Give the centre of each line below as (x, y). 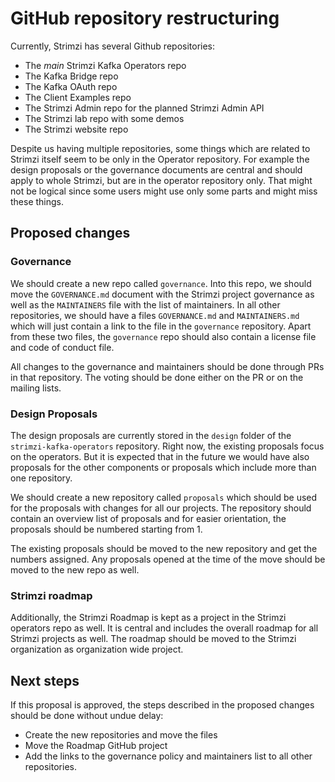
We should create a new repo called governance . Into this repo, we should (161, 283)
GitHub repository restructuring (145, 18)
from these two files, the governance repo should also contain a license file (163, 336)
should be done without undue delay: (87, 716)
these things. (37, 201)
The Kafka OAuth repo (71, 86)
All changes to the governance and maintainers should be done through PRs (167, 366)
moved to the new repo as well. (75, 569)
